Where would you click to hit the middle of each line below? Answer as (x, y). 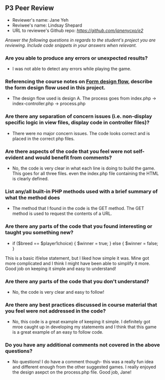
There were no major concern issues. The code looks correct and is (81, 133)
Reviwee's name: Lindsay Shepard (47, 25)
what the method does (33, 198)
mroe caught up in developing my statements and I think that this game (84, 327)
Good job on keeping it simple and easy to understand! (61, 269)
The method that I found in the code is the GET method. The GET (78, 208)
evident (14, 157)
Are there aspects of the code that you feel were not (68, 151)
